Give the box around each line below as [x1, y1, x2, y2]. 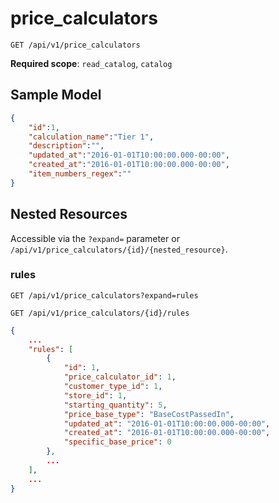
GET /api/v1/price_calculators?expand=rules [10, 290, 199, 301]
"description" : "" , [28, 141, 105, 151]
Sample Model [10, 87, 102, 104]
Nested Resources [10, 206, 128, 223]
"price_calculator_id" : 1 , [63, 372, 177, 382]
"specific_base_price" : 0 [63, 437, 172, 447]
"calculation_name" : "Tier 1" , [28, 132, 155, 142]
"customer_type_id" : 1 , [63, 382, 163, 392]
